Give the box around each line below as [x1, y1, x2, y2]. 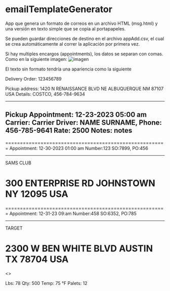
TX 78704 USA [5, 253, 69, 265]
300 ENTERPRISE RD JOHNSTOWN [5, 177, 155, 189]
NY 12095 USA [5, 188, 68, 200]
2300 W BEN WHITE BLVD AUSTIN [5, 242, 153, 254]
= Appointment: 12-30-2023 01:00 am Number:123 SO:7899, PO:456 [5, 145, 148, 151]
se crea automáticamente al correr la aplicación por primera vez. [5, 41, 140, 47]
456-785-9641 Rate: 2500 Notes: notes [5, 126, 133, 135]
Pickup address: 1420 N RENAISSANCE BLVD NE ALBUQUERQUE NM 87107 [5, 85, 164, 92]
